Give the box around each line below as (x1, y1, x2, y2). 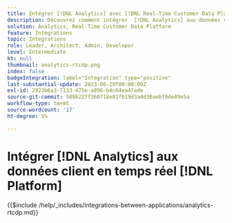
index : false (7, 68, 45, 75)
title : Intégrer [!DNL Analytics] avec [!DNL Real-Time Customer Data (7, 10, 215, 17)
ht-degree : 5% (7, 113, 48, 119)
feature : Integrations (7, 29, 72, 37)
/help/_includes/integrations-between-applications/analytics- (38, 201, 214, 209)
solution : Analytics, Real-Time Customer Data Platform (7, 23, 171, 30)
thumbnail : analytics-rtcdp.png (7, 61, 100, 68)
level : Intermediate (7, 49, 67, 56)
